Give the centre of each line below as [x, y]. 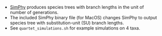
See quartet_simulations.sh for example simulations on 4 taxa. [75, 28]
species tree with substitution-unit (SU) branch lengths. [67, 23]
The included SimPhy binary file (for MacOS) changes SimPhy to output [83, 18]
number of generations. [34, 12]
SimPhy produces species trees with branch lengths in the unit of [77, 7]
